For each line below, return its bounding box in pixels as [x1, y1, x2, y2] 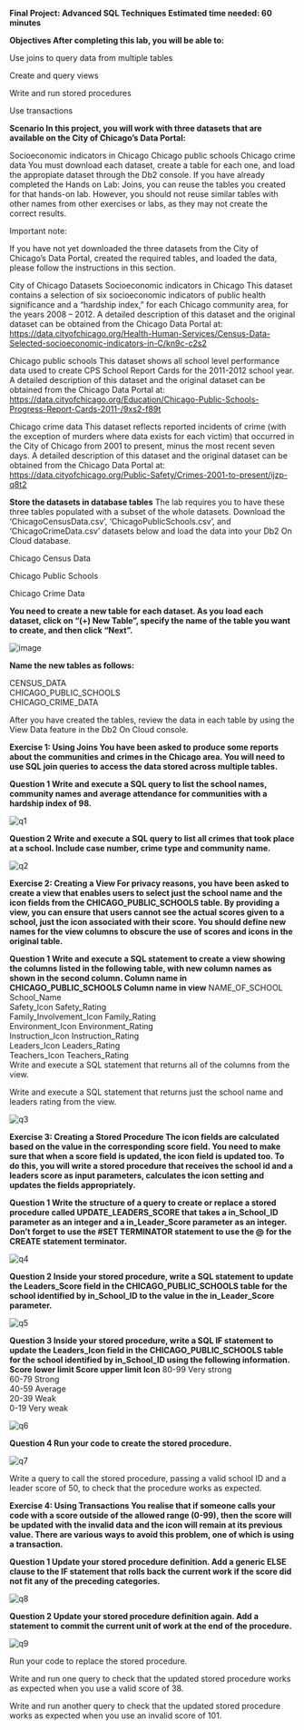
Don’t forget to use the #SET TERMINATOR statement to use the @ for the [9, 1226, 292, 1237]
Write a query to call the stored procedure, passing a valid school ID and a [9, 1473, 287, 1483]
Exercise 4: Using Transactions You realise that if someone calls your [9, 1500, 276, 1510]
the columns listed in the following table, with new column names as [9, 963, 272, 974]
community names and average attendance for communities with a [9, 789, 268, 799]
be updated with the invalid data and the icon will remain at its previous [9, 1519, 283, 1530]
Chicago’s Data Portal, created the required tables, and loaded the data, [9, 253, 278, 263]
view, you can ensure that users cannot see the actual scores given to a [9, 907, 285, 918]
